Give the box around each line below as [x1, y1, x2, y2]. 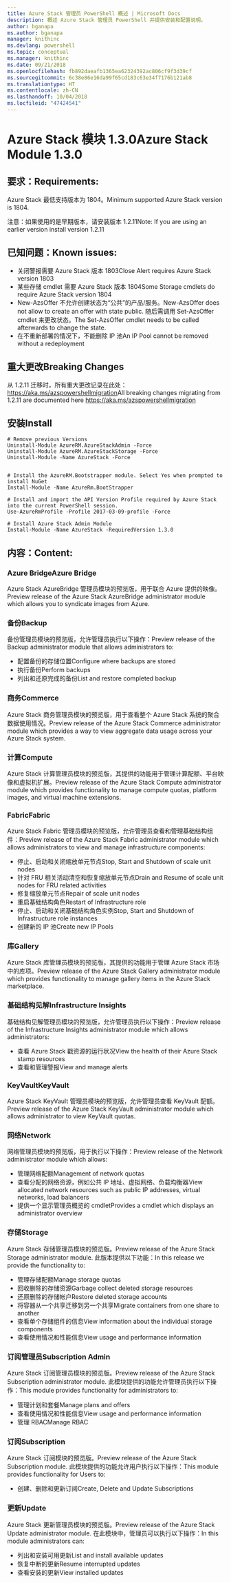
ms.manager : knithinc [7, 55, 69, 62]
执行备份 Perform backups [16, 666, 91, 674]
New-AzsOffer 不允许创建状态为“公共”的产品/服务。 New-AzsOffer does [16, 298, 220, 307]
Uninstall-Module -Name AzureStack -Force [7, 454, 131, 461]
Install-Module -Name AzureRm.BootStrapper [7, 484, 134, 492]
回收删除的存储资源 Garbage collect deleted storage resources [16, 1284, 193, 1292]
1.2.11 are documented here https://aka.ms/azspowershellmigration [7, 396, 196, 404]
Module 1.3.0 [7, 147, 82, 163]
